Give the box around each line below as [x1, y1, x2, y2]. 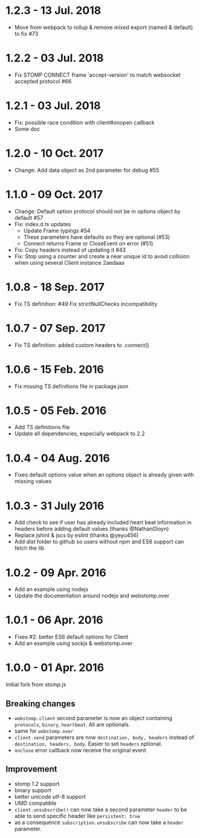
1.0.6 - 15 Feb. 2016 [5, 362, 104, 376]
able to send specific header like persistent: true [14, 812, 141, 819]
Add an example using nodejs [14, 586, 89, 593]
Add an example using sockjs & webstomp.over [14, 640, 133, 647]
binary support [14, 787, 52, 794]
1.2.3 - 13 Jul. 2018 [5, 4, 102, 18]
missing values [14, 478, 52, 485]
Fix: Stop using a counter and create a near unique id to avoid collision [14, 252, 190, 260]
